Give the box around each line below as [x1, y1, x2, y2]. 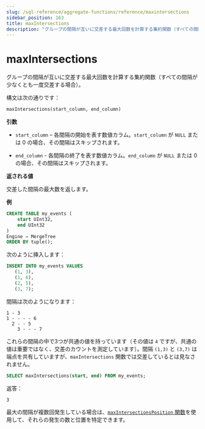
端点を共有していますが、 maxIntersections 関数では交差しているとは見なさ [6, 353, 196, 360]
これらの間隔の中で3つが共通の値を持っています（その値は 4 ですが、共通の [6, 337, 197, 345]
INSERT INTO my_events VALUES [6, 263, 84, 269]
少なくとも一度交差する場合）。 [6, 81, 84, 89]
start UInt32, [17, 216, 53, 222]
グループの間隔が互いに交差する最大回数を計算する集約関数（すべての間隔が [6, 73, 198, 81]
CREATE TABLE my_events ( [6, 211, 72, 217]
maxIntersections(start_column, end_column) [6, 106, 121, 113]
